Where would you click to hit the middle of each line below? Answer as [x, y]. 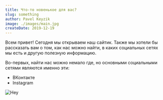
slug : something [22, 14]
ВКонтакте [23, 78]
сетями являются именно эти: [37, 68]
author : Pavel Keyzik [28, 19]
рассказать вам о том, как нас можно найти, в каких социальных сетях [82, 48]
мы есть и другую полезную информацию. [51, 53]
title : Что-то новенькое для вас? [41, 10]
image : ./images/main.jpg [32, 24]
